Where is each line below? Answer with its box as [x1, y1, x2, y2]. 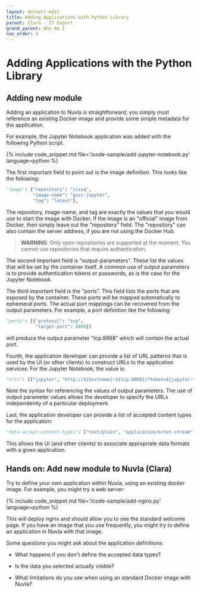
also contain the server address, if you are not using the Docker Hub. [6, 227, 176, 234]
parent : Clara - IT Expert [6, 20, 73, 26]
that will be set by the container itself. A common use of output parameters [6, 263, 190, 270]
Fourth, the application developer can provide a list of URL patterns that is [6, 352, 187, 359]
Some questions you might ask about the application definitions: [6, 540, 164, 547]
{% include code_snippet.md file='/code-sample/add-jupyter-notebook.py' [6, 151, 190, 158]
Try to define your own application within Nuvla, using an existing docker [6, 479, 185, 486]
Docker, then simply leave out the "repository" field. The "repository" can [6, 221, 186, 228]
